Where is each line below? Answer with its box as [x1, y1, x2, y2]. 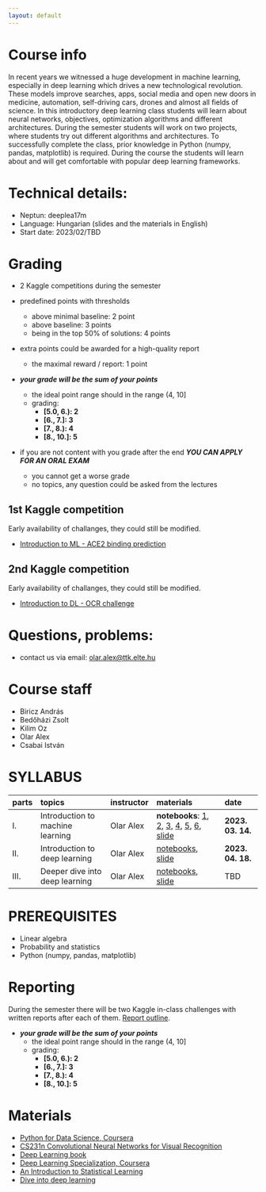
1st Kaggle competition [8, 503, 124, 516]
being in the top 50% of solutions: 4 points [31, 328, 171, 338]
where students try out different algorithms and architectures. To [8, 131, 219, 140]
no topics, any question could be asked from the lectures [31, 480, 218, 489]
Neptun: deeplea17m [19, 210, 87, 220]
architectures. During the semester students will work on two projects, [8, 122, 237, 132]
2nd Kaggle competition [8, 562, 130, 576]
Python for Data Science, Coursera [19, 1133, 134, 1142]
